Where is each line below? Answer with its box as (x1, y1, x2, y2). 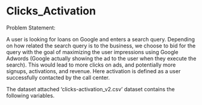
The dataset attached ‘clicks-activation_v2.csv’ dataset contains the (6, 85, 175, 92)
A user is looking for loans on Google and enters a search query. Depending (6, 35, 195, 43)
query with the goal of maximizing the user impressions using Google (6, 48, 179, 55)
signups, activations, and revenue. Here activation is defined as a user (6, 67, 181, 74)
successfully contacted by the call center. (6, 74, 110, 81)
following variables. (6, 92, 55, 99)
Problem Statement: (6, 24, 56, 31)
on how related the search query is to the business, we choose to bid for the (6, 42, 196, 49)
